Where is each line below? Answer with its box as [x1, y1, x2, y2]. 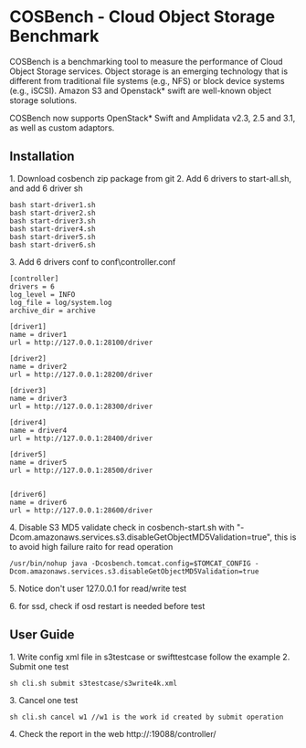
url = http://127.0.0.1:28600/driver [9, 505, 153, 515]
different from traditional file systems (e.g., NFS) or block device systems [9, 75, 285, 86]
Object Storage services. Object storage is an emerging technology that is [9, 66, 289, 77]
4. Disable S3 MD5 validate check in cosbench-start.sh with [9, 521, 235, 532]
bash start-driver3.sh [9, 216, 96, 226]
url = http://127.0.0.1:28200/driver [9, 370, 153, 379]
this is [273, 532, 297, 543]
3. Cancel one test [9, 694, 79, 705]
